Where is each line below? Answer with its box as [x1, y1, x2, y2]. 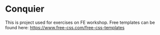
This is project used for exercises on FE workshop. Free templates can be [5, 19, 155, 25]
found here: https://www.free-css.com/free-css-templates [5, 24, 125, 30]
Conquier [5, 3, 45, 15]
